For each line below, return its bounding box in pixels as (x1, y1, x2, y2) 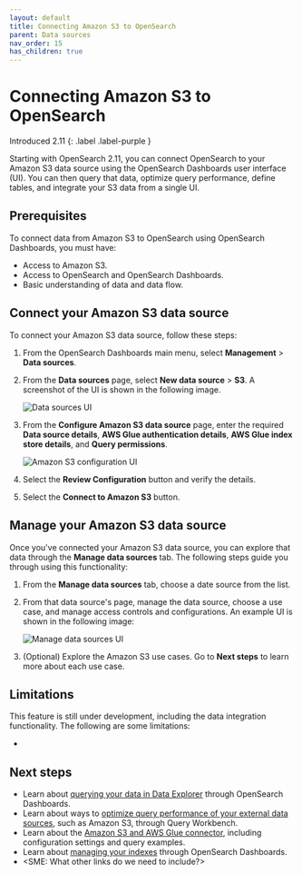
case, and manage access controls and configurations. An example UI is (22, 606, 293, 617)
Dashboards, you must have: (9, 242, 116, 253)
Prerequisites (9, 208, 87, 223)
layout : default (9, 13, 71, 23)
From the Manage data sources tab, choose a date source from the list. (22, 579, 291, 590)
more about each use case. (22, 660, 125, 671)
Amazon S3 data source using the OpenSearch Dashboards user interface (9, 163, 287, 174)
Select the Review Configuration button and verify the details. (22, 473, 257, 484)
